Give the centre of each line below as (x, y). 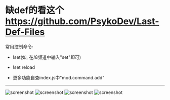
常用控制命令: (19, 46)
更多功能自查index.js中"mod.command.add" (58, 77)
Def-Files (25, 32)
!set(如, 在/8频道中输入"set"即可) (47, 57)
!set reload (24, 67)
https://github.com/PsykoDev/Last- (82, 21)
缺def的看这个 (35, 10)
